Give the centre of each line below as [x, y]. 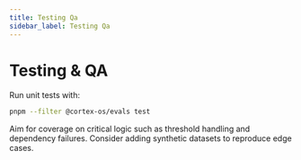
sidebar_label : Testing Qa [60, 26]
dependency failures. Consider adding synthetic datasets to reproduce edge [150, 138]
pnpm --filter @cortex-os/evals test [80, 112]
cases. [22, 148]
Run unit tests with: [45, 95]
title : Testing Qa [44, 18]
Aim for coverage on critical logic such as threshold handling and [130, 129]
